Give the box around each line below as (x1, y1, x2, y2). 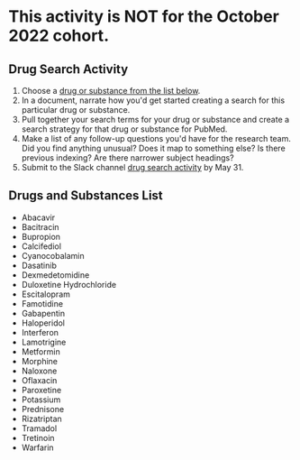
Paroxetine (21, 384, 62, 395)
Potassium (21, 394, 61, 405)
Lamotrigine (21, 336, 67, 347)
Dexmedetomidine (21, 269, 90, 281)
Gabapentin (21, 308, 65, 318)
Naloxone (21, 365, 58, 376)
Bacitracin (21, 221, 59, 232)
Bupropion (21, 231, 60, 242)
